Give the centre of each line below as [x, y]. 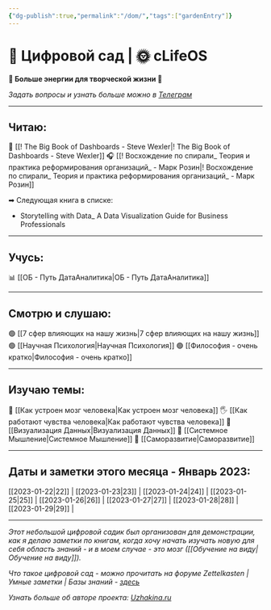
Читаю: [27, 127]
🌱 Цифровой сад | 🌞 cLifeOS [108, 55]
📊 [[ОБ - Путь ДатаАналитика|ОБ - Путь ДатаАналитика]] [109, 278]
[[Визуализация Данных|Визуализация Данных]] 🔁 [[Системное [118, 430]
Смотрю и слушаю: [60, 313]
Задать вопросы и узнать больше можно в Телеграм [100, 95]
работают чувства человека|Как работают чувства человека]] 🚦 [120, 422]
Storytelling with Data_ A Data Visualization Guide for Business [124, 216]
